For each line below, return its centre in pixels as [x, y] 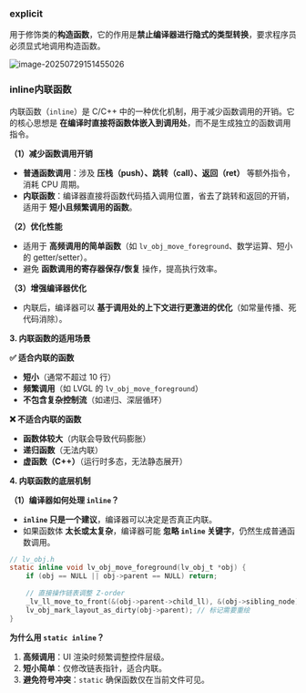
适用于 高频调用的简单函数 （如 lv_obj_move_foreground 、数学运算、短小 [158, 245]
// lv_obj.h [32, 559]
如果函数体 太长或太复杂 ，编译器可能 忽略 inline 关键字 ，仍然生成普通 [155, 531]
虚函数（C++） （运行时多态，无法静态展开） [105, 461]
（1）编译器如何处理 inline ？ [65, 500]
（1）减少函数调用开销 [51, 153]
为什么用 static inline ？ [57, 637]
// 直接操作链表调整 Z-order [76, 594]
